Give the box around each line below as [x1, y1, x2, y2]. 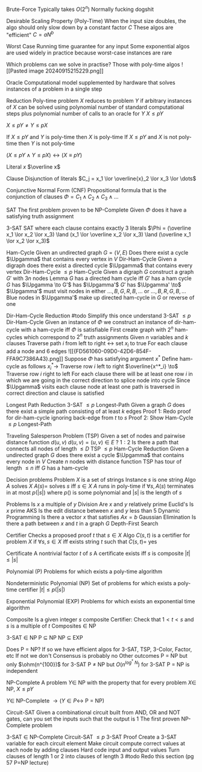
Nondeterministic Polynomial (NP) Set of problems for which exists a [6, 580, 177, 587]
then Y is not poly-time [18, 140, 75, 147]
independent [6, 667, 38, 674]
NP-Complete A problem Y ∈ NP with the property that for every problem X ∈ [6, 679, 197, 686]
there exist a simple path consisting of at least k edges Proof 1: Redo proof [6, 407, 191, 415]
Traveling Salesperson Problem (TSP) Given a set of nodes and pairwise [6, 432, 186, 440]
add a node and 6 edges [6, 348, 68, 355]
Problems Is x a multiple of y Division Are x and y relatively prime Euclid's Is [6, 501, 194, 508]
